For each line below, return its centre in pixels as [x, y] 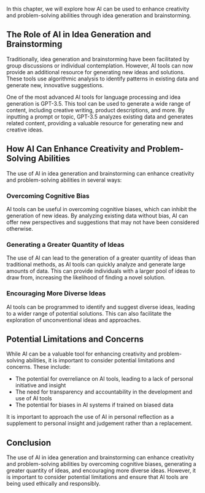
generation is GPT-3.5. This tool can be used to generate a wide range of [99, 103]
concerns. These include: [39, 367]
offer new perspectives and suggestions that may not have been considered [103, 222]
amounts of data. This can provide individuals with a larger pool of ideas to [101, 271]
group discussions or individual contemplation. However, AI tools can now [100, 65]
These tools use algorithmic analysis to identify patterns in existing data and [102, 79]
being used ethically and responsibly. [53, 484]
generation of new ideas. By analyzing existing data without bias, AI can [97, 215]
